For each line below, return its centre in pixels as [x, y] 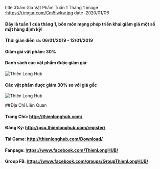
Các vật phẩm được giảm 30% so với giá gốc [51, 85]
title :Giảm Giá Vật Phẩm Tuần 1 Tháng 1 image [52, 8]
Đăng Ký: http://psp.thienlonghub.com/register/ [55, 128]
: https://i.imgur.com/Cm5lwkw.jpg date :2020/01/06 [57, 13]
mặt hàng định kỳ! [24, 29]
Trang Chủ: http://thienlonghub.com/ [44, 116]
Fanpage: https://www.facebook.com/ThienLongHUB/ [62, 150]
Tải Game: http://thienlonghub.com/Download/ [54, 139]
